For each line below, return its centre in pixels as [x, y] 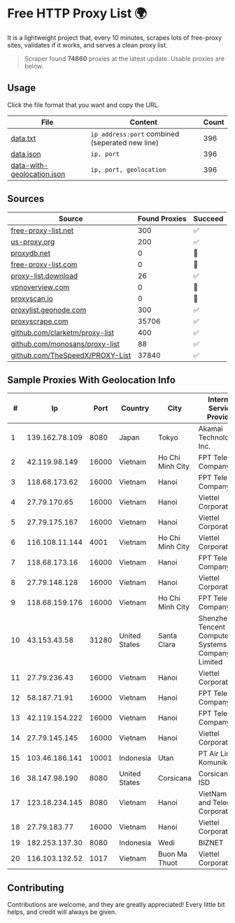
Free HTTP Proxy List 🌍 [77, 14]
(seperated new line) [125, 143]
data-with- [30, 165]
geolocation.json [38, 174]
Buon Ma [172, 855]
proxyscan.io [32, 298]
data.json [26, 154]
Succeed [208, 219]
